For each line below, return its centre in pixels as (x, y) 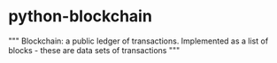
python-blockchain (80, 16)
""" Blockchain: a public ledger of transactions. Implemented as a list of (138, 41)
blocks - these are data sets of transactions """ (94, 50)
